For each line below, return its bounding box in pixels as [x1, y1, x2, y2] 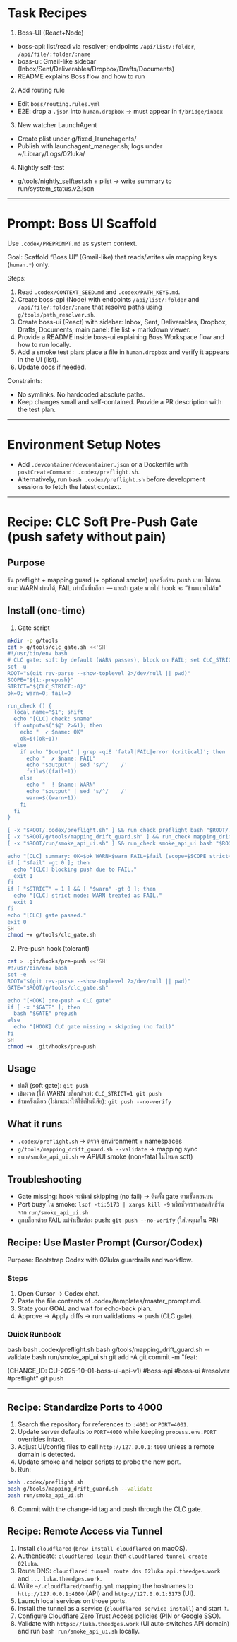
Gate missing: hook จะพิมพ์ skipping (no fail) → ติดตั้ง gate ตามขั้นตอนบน [17, 1192, 214, 1201]
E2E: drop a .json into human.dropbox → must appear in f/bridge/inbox [17, 107, 224, 115]
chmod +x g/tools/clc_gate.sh [7, 932, 97, 939]
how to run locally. [17, 340, 72, 348]
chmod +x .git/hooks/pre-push [7, 1043, 97, 1050]
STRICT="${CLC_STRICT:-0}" [7, 683, 87, 690]
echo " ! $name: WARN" [25, 781, 97, 788]
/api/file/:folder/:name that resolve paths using [17, 303, 162, 311]
